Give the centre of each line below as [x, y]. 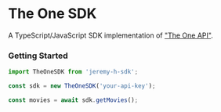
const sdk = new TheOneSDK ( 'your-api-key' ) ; [82, 86]
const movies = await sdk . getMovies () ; [73, 100]
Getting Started [38, 56]
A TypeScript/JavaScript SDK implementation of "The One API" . [110, 35]
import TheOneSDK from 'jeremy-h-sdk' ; [73, 72]
